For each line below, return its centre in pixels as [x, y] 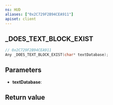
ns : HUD [13, 10]
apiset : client [21, 19]
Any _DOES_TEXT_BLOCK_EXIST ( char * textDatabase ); [57, 55]
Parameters [23, 70]
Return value [25, 97]
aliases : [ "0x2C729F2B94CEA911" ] [39, 14]
